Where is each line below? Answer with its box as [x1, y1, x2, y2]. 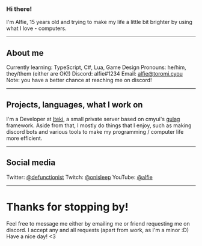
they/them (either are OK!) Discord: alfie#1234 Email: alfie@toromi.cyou [6, 70, 183, 77]
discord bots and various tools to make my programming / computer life [6, 128, 184, 135]
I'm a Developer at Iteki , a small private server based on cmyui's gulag [6, 115, 180, 122]
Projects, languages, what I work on [6, 100, 143, 110]
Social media [6, 158, 56, 168]
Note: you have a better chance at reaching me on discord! [6, 77, 152, 84]
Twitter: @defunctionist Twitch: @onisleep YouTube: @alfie [6, 173, 153, 181]
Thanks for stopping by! [6, 200, 129, 214]
